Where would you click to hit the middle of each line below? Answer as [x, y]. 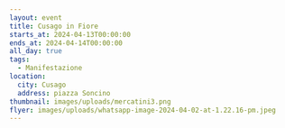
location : [28, 77]
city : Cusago [42, 85]
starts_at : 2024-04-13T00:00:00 [70, 34]
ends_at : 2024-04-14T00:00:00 [66, 43]
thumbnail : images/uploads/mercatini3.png [90, 101]
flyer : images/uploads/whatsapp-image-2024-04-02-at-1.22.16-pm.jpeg [143, 110]
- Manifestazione [50, 69]
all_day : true [36, 51]
